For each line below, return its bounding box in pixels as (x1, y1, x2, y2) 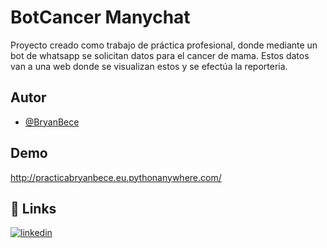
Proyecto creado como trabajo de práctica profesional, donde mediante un (10, 39, 318, 51)
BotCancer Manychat (10, 6, 191, 29)
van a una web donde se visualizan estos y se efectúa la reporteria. (10, 60, 288, 72)
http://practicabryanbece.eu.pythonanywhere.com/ (10, 171, 222, 183)
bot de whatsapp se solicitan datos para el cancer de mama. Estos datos (10, 49, 310, 61)
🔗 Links (10, 200, 57, 217)
